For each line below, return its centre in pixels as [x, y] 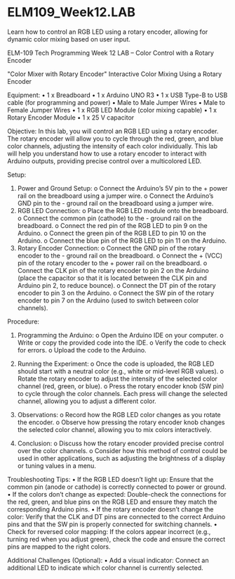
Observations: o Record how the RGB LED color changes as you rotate [119, 414]
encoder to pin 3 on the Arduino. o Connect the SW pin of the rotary [116, 293]
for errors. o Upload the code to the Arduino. [82, 350]
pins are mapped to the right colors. [59, 547]
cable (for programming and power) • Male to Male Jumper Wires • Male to [116, 102]
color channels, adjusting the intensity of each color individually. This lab [112, 146]
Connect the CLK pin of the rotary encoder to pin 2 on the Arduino [113, 270]
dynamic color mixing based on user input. [69, 39]
